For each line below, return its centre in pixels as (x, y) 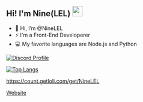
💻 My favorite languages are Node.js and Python (76, 44)
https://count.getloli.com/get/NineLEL (53, 81)
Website (17, 92)
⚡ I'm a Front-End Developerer (53, 35)
